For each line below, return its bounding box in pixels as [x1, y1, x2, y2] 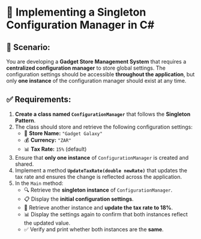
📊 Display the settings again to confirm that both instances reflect [23, 210, 188, 218]
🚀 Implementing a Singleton [6, 5, 146, 19]
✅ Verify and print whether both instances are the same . [23, 225, 164, 233]
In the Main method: [14, 180, 64, 187]
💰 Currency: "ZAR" [23, 136, 72, 144]
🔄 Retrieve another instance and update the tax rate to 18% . [23, 204, 173, 211]
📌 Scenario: [6, 42, 50, 52]
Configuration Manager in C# [6, 18, 155, 32]
